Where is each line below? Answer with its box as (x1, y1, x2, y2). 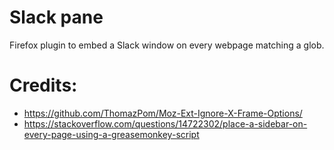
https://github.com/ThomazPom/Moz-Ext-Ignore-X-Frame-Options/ (23, 107, 303, 119)
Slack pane (9, 6, 104, 29)
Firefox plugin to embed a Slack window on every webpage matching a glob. (9, 39, 325, 51)
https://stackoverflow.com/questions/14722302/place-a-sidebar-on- (23, 117, 308, 130)
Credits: (9, 74, 78, 97)
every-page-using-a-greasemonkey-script (23, 128, 200, 140)
